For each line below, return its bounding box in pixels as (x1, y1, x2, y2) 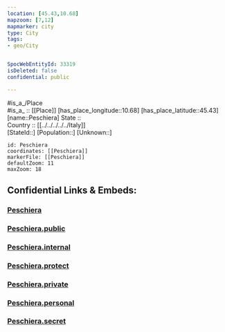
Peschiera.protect (7, 261, 69, 270)
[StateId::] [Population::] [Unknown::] (7, 128, 112, 136)
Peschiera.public (7, 223, 66, 233)
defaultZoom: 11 (7, 160, 54, 167)
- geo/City (7, 42, 39, 49)
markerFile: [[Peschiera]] (7, 154, 85, 160)
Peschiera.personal (7, 298, 75, 308)
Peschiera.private (7, 279, 69, 289)
